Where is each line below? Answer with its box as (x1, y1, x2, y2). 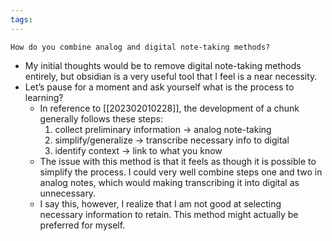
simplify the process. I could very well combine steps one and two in (39, 166, 323, 178)
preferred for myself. (39, 219, 126, 231)
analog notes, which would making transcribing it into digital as (39, 176, 300, 188)
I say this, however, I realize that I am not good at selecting (39, 197, 282, 210)
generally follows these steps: (39, 112, 163, 125)
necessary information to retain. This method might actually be (39, 208, 299, 220)
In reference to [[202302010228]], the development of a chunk (39, 102, 300, 114)
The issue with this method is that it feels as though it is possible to (39, 155, 317, 167)
